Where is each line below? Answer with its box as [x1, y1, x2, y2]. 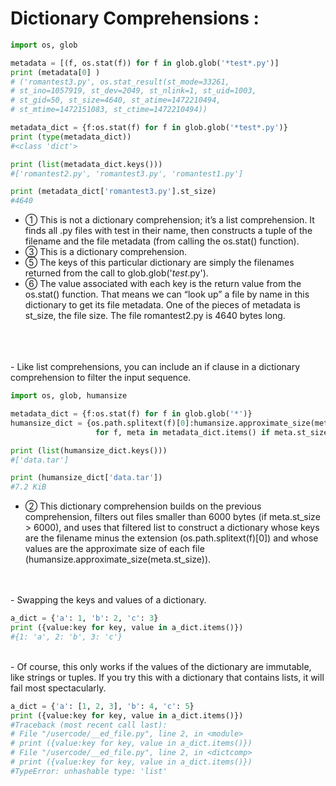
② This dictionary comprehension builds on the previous [24, 500, 262, 512]
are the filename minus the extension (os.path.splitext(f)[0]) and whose [24, 532, 319, 544]
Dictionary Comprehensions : [10, 7, 260, 30]
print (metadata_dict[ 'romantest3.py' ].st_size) [10, 187, 217, 197]
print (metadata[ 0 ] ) [10, 67, 101, 77]
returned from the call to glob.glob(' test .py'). [24, 267, 209, 279]
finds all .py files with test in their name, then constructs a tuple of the [24, 225, 313, 237]
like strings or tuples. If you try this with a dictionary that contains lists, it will [10, 671, 325, 683]
